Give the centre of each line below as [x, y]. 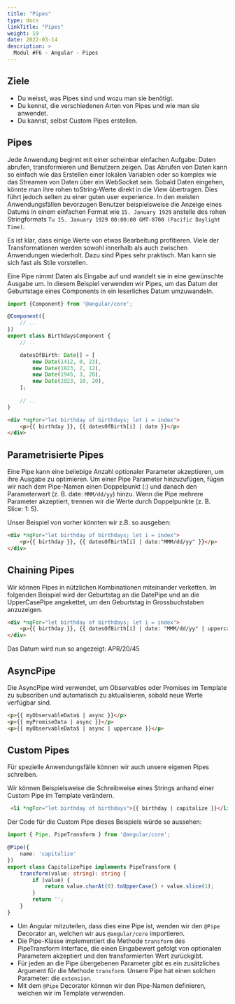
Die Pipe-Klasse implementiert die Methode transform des [101, 941]
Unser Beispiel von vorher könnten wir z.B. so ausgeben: [89, 522]
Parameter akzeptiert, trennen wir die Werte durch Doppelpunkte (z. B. [109, 501]
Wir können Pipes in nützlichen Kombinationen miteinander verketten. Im [112, 587]
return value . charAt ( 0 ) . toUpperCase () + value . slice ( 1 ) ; [129, 887]
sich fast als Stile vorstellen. [48, 262]
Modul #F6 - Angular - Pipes [56, 53]
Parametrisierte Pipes [56, 455]
